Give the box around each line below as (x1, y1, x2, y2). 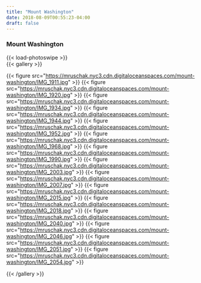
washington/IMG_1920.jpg (6, 91, 71, 99)
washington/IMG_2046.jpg (6, 232, 72, 239)
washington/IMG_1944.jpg (6, 117, 71, 124)
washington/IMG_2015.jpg (6, 194, 71, 201)
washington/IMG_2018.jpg (6, 207, 71, 214)
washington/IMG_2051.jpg (6, 246, 71, 253)
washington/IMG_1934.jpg (6, 104, 71, 111)
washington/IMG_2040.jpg (6, 220, 72, 227)
